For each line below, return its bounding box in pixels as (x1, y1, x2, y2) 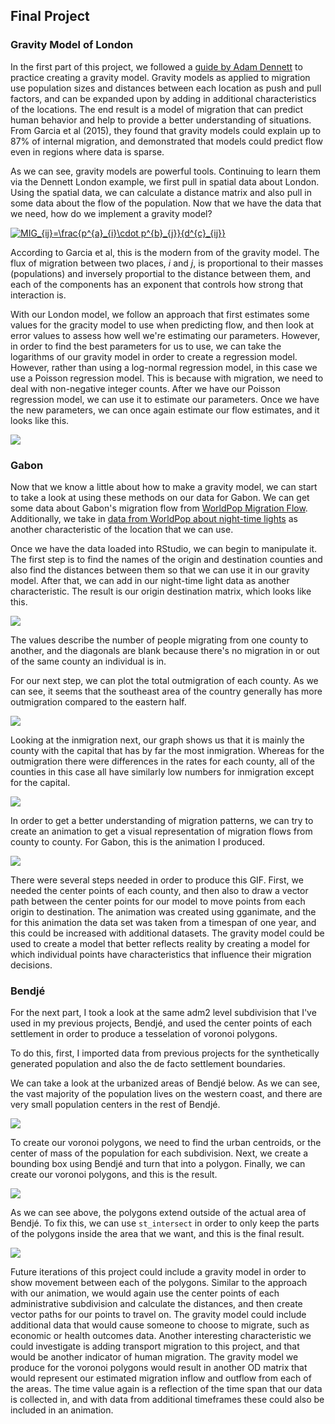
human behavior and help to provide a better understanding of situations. (10, 114, 312, 126)
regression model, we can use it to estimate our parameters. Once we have (10, 393, 320, 405)
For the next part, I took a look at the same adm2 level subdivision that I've (10, 1007, 317, 1019)
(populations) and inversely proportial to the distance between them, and (10, 267, 311, 279)
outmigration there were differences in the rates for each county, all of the (10, 755, 315, 767)
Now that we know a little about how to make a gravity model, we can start (10, 480, 318, 493)
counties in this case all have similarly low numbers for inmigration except (10, 765, 315, 778)
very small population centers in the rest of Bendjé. (10, 1099, 221, 1111)
